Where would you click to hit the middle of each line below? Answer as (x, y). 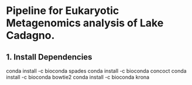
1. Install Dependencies (49, 57)
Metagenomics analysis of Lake (85, 23)
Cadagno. (30, 36)
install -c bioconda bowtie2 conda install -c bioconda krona (78, 77)
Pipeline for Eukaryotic (63, 11)
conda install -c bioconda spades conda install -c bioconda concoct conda (96, 71)
